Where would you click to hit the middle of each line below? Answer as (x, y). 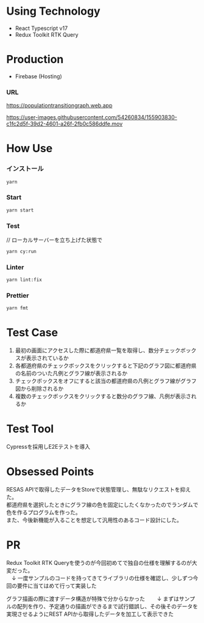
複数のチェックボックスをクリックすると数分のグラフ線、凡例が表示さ (103, 396)
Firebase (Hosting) (38, 76)
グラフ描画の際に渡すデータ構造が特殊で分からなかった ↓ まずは (93, 599)
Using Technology (53, 11)
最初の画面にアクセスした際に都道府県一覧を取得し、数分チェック (98, 350)
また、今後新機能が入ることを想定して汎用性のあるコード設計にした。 (94, 520)
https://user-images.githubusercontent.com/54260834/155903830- (92, 117)
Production (35, 60)
